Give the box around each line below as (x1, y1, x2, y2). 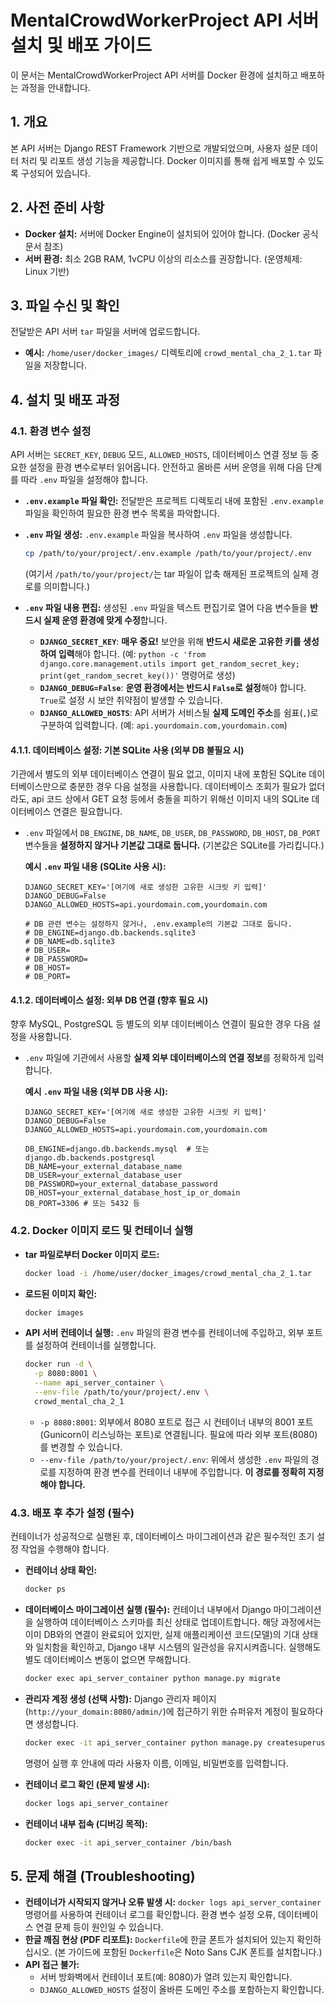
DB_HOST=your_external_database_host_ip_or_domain (24, 1188, 241, 1198)
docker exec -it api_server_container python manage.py (24, 1737, 263, 1748)
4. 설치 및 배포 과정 (10, 391, 120, 408)
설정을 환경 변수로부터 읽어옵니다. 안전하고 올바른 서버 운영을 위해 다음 (28, 461, 304, 473)
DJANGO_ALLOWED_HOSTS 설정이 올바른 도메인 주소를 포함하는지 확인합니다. (39, 1984, 325, 1996)
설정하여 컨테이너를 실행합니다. (35, 1339, 157, 1351)
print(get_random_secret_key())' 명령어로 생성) (39, 669, 236, 681)
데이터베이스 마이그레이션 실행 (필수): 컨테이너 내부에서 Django (24, 1603, 272, 1615)
